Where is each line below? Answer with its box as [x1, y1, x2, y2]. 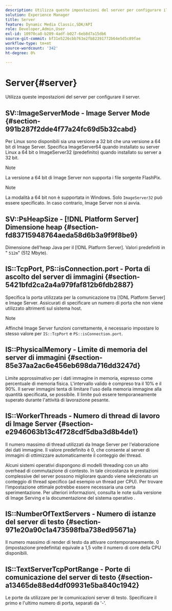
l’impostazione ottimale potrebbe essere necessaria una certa [5, 484, 136, 490]
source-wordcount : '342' [5, 46, 58, 51]
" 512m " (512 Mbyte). [5, 250, 48, 256]
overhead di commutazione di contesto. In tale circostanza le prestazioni [5, 467, 159, 474]
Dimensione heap [5, 222, 62, 231]
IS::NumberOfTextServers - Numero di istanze [5, 510, 156, 518]
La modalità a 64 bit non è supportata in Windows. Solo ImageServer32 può [5, 194, 163, 200]
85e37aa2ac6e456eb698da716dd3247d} [5, 361, 141, 370]
